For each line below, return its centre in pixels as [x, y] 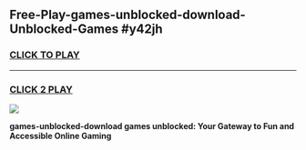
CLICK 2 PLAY [41, 89]
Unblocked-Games [64, 30]
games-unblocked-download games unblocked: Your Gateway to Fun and [152, 125]
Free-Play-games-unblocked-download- [127, 15]
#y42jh [142, 30]
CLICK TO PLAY [45, 55]
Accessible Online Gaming [61, 135]
